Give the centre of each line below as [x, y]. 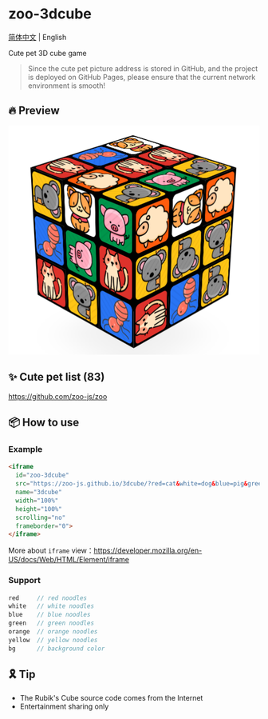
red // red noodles [48, 598]
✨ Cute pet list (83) [57, 377]
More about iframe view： [51, 551]
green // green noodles [51, 623]
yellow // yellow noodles [53, 640]
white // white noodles [51, 606]
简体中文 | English [37, 37]
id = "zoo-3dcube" [42, 475]
